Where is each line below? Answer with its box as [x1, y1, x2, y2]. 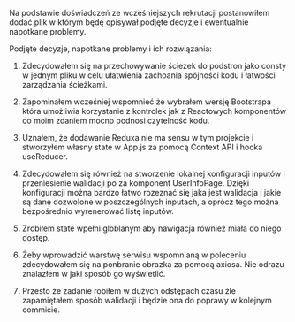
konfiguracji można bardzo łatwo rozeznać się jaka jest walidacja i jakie [21, 188, 282, 197]
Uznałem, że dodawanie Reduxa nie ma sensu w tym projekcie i [21, 133, 254, 142]
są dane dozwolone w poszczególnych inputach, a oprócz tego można [21, 196, 279, 207]
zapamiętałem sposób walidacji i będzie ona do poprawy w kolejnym [21, 295, 272, 305]
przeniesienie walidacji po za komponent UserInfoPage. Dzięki [21, 178, 250, 188]
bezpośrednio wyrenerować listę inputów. [21, 206, 174, 216]
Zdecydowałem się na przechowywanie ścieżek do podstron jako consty [21, 61, 287, 71]
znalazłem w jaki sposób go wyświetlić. [21, 269, 166, 279]
